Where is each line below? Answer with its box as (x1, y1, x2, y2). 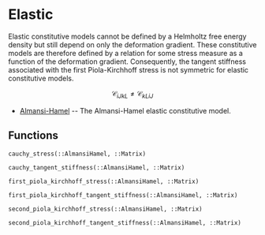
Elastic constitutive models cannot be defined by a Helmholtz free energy (8, 32, 247, 41)
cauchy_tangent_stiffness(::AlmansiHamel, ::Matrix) (8, 163, 185, 171)
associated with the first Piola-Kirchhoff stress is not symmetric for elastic (8, 65, 249, 74)
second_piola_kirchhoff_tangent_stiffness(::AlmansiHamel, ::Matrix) (8, 218, 242, 226)
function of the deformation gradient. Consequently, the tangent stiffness (8, 57, 247, 66)
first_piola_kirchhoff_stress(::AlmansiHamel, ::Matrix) (8, 177, 200, 185)
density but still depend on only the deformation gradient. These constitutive (8, 39, 257, 49)
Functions (8, 129, 59, 143)
